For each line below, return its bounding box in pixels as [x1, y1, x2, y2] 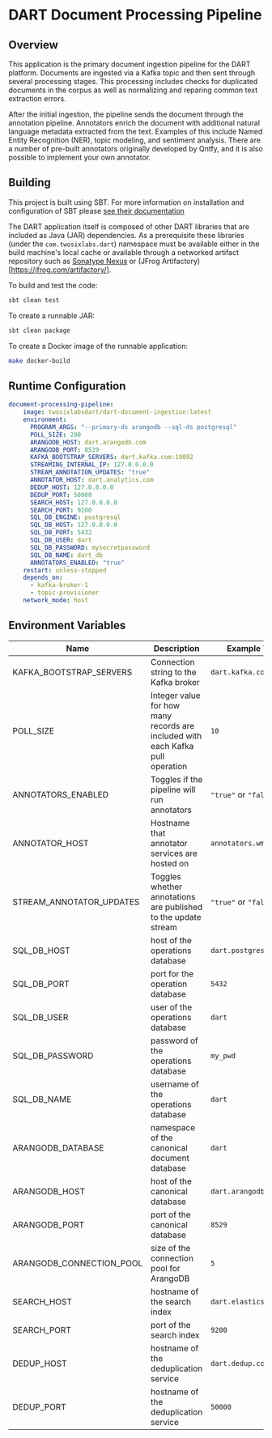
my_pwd [210, 1051, 236, 1060]
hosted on [151, 857, 189, 869]
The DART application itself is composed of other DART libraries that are [8, 221, 249, 232]
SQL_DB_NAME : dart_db [29, 551, 104, 559]
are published [151, 901, 203, 913]
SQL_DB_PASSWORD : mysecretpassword [29, 543, 151, 551]
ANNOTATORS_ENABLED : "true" [29, 559, 125, 567]
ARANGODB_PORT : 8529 [29, 445, 100, 454]
